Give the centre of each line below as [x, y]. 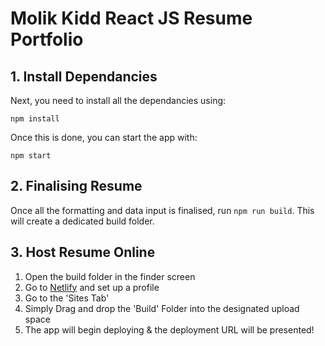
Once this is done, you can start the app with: [104, 137]
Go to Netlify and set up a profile [92, 287]
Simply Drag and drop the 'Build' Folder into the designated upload [162, 308]
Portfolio [47, 39]
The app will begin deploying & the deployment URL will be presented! [169, 329]
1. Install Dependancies [84, 76]
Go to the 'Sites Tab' [67, 298]
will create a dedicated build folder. [82, 221]
